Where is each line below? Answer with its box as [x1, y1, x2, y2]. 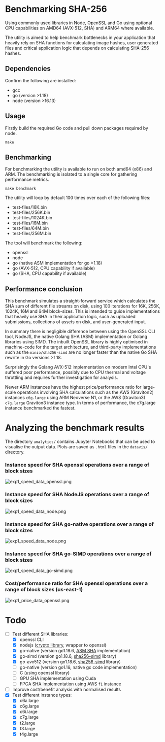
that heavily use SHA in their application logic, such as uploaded [5, 314, 136, 320]
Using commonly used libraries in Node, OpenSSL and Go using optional [5, 20, 152, 26]
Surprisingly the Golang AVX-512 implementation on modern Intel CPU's [5, 364, 151, 370]
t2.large [19, 720, 35, 726]
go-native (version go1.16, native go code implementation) [19, 664, 137, 670]
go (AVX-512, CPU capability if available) [12, 265, 95, 271]
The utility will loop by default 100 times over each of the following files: [5, 195, 151, 201]
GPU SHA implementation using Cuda [19, 675, 96, 681]
